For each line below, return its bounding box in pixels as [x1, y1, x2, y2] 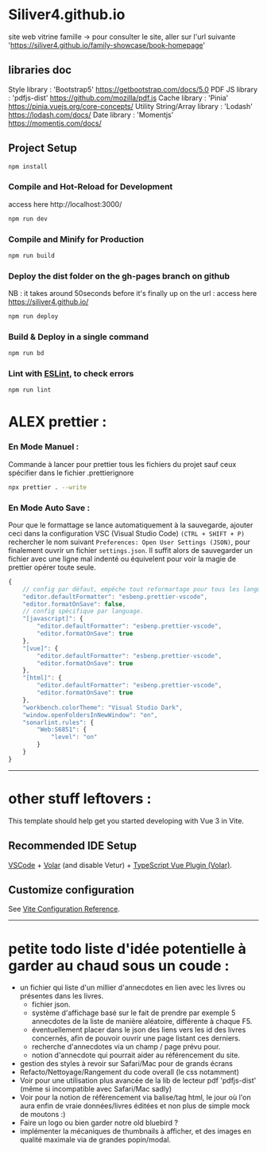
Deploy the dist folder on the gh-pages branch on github [8, 270, 230, 282]
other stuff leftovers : [8, 790, 152, 808]
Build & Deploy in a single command [8, 331, 149, 342]
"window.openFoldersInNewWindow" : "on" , [22, 710, 158, 719]
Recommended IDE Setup [8, 839, 137, 853]
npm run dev [8, 215, 48, 223]
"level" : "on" [50, 734, 98, 741]
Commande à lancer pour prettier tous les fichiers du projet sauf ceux [8, 459, 237, 469]
